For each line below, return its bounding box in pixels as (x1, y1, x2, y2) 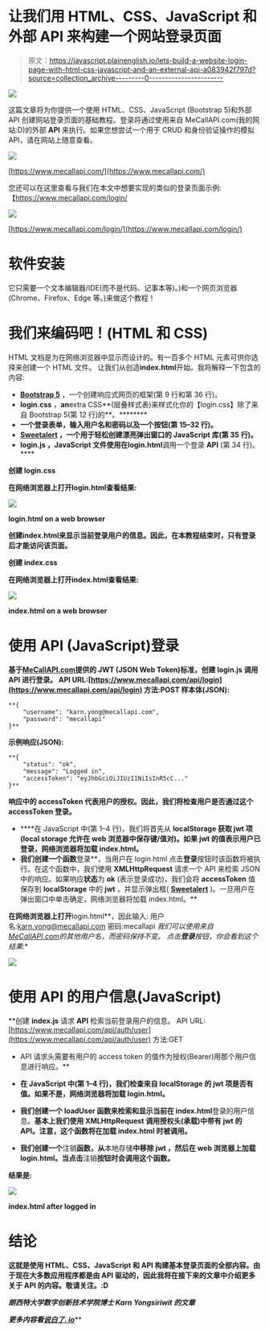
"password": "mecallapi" (22, 715, 106, 723)
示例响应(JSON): (8, 737, 64, 747)
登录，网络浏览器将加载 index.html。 (19, 843, 143, 853)
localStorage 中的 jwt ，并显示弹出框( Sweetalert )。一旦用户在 (43, 884, 255, 893)
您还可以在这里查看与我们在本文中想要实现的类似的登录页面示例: (8, 183, 222, 192)
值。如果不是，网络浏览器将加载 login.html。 (19, 1088, 169, 1099)
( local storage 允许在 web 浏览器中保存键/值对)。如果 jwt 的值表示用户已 (19, 834, 261, 843)
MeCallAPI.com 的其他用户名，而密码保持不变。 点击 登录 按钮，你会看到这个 (8, 931, 259, 941)
